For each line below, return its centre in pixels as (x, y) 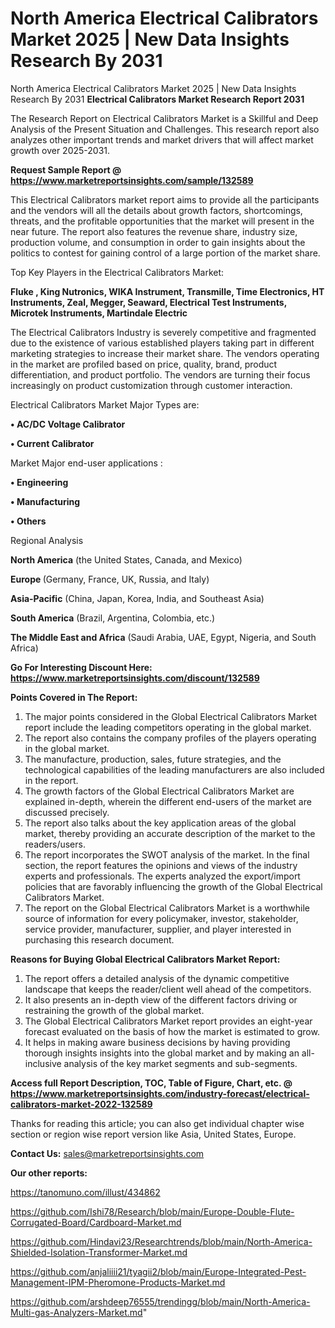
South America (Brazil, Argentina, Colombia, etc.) (113, 618)
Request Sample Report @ (66, 169)
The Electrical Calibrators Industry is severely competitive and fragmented (163, 332)
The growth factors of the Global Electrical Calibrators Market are (159, 791)
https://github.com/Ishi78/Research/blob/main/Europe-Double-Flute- (152, 1211)
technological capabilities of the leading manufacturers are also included (174, 769)
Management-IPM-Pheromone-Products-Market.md (118, 1282)
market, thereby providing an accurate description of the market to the (170, 833)
